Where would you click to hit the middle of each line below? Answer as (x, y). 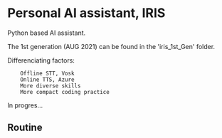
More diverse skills (51, 86)
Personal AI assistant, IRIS (86, 13)
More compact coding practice (65, 92)
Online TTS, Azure (47, 80)
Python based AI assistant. (47, 33)
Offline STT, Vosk (47, 73)
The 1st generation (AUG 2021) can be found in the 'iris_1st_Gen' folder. (111, 46)
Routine (25, 128)
